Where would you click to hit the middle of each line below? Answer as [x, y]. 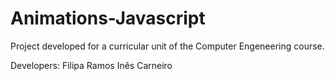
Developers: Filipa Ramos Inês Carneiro [91, 65]
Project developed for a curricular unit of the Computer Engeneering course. [167, 46]
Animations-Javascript [108, 18]
